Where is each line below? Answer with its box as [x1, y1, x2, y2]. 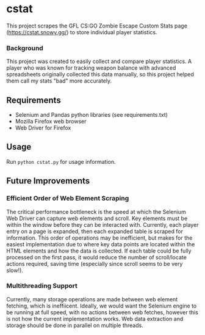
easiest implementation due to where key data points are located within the [6, 240, 195, 248]
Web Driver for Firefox [15, 124, 71, 131]
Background [6, 43, 44, 52]
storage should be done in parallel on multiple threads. [6, 322, 143, 329]
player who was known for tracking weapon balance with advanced [6, 64, 176, 72]
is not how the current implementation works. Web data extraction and [6, 315, 184, 322]
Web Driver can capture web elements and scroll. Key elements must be [6, 215, 188, 222]
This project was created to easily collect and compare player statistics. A [6, 57, 192, 65]
